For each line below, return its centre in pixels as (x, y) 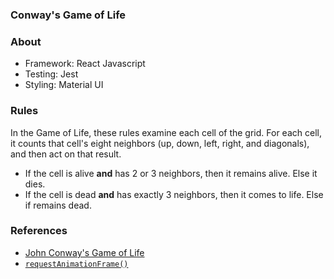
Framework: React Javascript (85, 64)
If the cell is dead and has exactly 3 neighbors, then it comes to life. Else (174, 194)
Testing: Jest (51, 74)
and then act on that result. (66, 154)
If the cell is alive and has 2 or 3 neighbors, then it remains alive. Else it (171, 173)
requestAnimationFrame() (76, 264)
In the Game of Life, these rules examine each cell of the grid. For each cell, (166, 132)
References (39, 231)
